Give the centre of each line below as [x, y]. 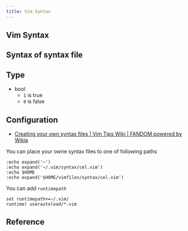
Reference [25, 222]
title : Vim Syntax [28, 11]
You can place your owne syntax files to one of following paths [82, 151]
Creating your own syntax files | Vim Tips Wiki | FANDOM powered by [98, 134]
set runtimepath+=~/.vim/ [37, 199]
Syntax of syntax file [44, 55]
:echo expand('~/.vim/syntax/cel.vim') [55, 167]
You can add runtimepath [36, 188]
